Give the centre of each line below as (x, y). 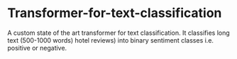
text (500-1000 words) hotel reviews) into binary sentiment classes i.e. (111, 40)
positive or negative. (37, 48)
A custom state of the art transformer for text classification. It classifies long (119, 33)
